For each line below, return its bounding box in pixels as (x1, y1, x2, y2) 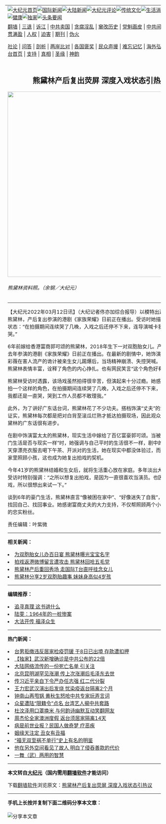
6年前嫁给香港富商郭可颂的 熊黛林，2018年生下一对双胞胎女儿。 (7, 343, 157, 350)
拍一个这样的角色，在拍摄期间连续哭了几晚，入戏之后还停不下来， (7, 385, 162, 392)
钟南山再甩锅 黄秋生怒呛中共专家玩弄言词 (14, 693, 110, 699)
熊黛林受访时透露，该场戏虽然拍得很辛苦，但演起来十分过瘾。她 (7, 378, 157, 385)
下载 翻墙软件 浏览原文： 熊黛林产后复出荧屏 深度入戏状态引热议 (7, 782, 153, 789)
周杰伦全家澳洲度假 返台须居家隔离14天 (14, 715, 107, 722)
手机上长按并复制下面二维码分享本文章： (7, 799, 102, 806)
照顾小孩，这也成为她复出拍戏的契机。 (17, 454, 107, 461)
